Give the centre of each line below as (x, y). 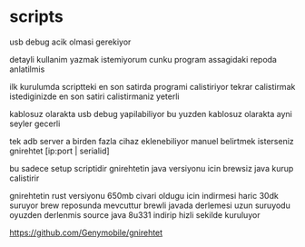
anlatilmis (27, 69)
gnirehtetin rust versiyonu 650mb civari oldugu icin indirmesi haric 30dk (144, 195)
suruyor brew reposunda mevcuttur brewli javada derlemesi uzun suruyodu (150, 205)
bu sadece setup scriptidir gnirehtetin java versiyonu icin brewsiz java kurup (152, 168)
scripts (36, 17)
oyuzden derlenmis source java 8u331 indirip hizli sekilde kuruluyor (135, 214)
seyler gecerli (35, 123)
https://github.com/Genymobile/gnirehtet (86, 232)
